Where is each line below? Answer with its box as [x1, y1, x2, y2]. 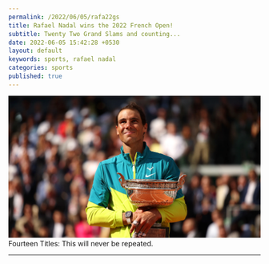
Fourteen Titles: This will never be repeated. [8, 238, 154, 248]
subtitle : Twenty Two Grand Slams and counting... [8, 30, 181, 38]
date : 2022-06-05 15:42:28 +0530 [8, 39, 120, 47]
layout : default [8, 47, 62, 55]
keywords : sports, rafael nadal [8, 55, 116, 63]
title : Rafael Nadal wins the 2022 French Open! [8, 21, 174, 30]
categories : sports [8, 64, 74, 72]
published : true [8, 72, 62, 80]
